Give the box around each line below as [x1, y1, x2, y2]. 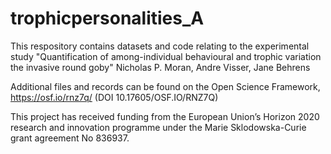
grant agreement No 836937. [10, 132, 130, 144]
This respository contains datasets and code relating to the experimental [10, 40, 310, 52]
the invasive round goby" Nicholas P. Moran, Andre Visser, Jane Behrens [10, 61, 311, 73]
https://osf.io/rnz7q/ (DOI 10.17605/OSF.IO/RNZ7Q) [10, 91, 219, 103]
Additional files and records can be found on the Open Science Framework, [10, 80, 321, 92]
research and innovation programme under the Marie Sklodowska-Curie [10, 121, 307, 133]
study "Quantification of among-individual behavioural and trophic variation [10, 50, 322, 62]
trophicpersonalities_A [10, 7, 205, 30]
